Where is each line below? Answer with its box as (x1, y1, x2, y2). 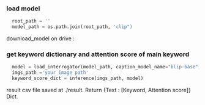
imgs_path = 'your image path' (12, 70, 89, 76)
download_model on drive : (6, 35, 75, 42)
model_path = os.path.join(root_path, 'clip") (12, 24, 133, 30)
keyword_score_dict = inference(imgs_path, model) (12, 75, 144, 82)
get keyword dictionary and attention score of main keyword (6, 50, 190, 59)
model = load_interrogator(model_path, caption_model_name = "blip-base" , (12, 64, 201, 70)
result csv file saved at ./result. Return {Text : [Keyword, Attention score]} (6, 86, 191, 93)
